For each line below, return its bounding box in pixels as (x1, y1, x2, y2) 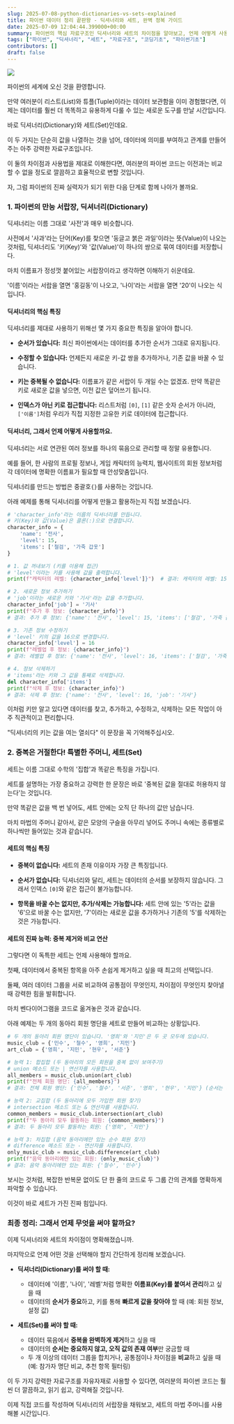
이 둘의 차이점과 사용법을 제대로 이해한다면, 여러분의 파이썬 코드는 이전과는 (7, 159, 210, 168)
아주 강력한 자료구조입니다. (19, 144, 93, 152)
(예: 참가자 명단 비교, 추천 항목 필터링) (27, 1362, 131, 1370)
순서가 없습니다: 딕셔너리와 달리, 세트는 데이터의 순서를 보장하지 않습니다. (17, 876, 217, 884)
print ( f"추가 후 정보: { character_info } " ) (7, 607, 125, 615)
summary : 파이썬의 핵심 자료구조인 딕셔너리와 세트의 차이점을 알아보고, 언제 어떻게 (7, 29, 216, 37)
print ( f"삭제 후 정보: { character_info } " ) (7, 685, 125, 692)
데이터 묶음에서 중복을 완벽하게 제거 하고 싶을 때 (27, 1336, 156, 1344)
